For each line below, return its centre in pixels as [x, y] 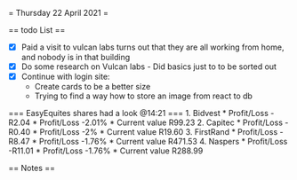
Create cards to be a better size [92, 87]
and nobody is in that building [76, 58]
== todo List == [37, 30]
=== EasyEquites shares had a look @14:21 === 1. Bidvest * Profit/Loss [138, 113]
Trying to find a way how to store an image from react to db [143, 96]
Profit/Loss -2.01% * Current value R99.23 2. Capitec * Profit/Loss [161, 122]
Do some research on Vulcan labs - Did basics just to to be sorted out [149, 67]
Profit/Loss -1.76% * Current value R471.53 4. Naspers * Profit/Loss [163, 142]
